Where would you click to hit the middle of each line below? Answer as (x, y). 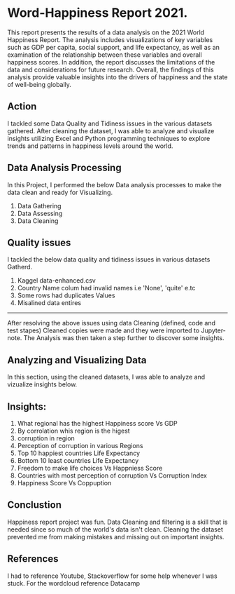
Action (22, 107)
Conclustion (34, 505)
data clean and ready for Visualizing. (60, 192)
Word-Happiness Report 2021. (98, 13)
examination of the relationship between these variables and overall (105, 55)
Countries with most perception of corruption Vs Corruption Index (112, 475)
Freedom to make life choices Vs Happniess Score (90, 468)
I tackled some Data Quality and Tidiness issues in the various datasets (110, 123)
